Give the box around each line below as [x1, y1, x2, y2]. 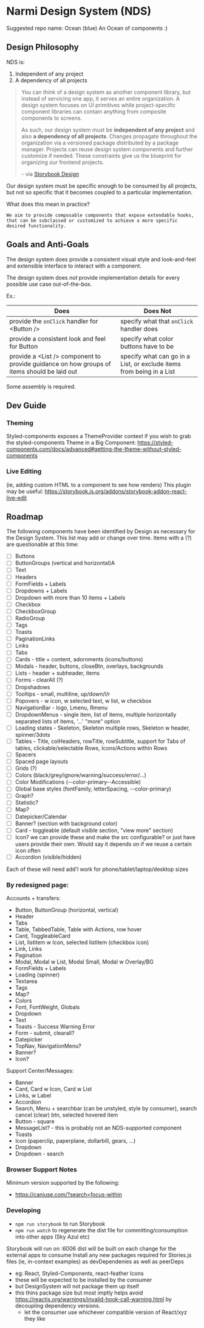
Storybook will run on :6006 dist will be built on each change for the [6, 1245, 177, 1252]
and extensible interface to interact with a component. [6, 262, 141, 269]
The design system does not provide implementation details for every [6, 274, 180, 281]
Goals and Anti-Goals [6, 240, 89, 250]
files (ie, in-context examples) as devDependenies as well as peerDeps [6, 1257, 184, 1265]
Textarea [15, 978, 38, 985]
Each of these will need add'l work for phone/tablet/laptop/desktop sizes [6, 865, 189, 873]
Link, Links [15, 945, 42, 953]
